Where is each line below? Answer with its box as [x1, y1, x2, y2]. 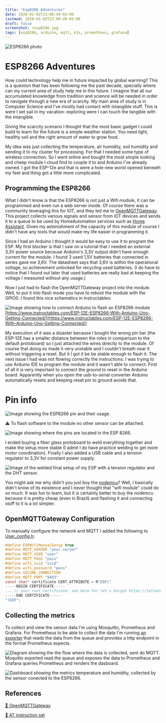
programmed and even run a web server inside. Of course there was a [5, 202, 148, 208]
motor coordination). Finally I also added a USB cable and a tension [5, 450, 142, 456]
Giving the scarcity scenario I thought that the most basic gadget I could [5, 123, 152, 129]
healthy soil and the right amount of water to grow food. [5, 134, 119, 140]
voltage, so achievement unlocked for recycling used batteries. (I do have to [5, 265, 160, 270]
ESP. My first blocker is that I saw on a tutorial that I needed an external [5, 243, 151, 249]
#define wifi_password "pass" [5, 566, 68, 571]
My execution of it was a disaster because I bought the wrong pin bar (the [5, 330, 156, 336]
